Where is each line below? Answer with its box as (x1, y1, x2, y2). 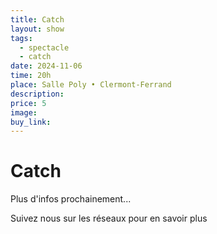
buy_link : (10, 117, 52, 127)
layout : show (10, 24, 65, 34)
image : (10, 107, 38, 118)
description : (10, 89, 65, 99)
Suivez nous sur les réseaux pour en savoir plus (10, 212, 208, 225)
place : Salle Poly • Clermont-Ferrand (10, 80, 172, 90)
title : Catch (10, 14, 65, 25)
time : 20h (10, 71, 52, 81)
